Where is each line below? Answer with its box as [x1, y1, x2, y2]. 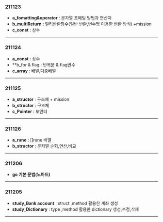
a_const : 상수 [12, 56, 40, 62]
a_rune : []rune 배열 [12, 137, 52, 143]
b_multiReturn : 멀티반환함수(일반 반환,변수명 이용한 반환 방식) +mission [12, 21, 152, 27]
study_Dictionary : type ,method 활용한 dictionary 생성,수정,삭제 [12, 206, 139, 212]
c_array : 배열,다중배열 [12, 68, 56, 74]
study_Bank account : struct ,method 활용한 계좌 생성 [12, 200, 118, 206]
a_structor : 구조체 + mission [12, 96, 69, 102]
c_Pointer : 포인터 [12, 108, 48, 114]
